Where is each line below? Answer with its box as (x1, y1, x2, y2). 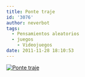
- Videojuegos (17, 42, 52, 48)
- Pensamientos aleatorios (11, 31, 80, 37)
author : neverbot (6, 20, 50, 26)
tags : (6, 25, 20, 32)
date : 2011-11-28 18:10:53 (6, 48, 74, 54)
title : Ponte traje (6, 8, 55, 15)
